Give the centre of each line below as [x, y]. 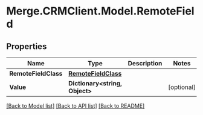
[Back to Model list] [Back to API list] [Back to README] [76, 106]
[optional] [182, 87]
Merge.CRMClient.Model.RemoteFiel [100, 11]
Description [145, 63]
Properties [27, 46]
